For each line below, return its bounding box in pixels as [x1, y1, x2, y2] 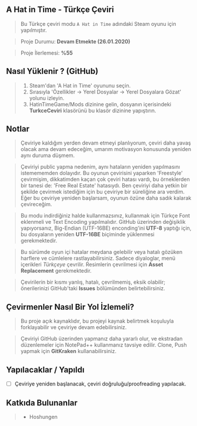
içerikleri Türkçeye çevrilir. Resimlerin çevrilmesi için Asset [20, 261, 163, 268]
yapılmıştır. [20, 26, 47, 33]
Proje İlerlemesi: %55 [20, 49, 73, 56]
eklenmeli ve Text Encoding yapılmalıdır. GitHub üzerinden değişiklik [20, 219, 186, 226]
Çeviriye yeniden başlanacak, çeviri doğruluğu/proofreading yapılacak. [14, 380, 186, 387]
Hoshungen [29, 413, 58, 420]
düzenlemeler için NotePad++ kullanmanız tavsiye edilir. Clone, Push [20, 341, 187, 348]
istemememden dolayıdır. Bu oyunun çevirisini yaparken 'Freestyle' [20, 170, 183, 177]
